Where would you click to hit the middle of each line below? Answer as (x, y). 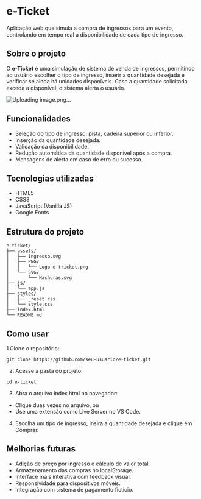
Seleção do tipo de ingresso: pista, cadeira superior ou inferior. (94, 133)
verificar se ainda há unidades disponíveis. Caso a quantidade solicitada (97, 81)
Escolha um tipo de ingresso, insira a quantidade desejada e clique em (104, 423)
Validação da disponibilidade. (52, 146)
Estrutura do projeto (45, 232)
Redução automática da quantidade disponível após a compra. (93, 153)
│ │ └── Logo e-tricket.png (47, 267)
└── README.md (24, 315)
